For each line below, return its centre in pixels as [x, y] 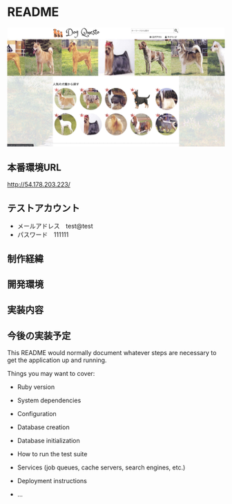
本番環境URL [35, 167]
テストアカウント [43, 208]
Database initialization [49, 441]
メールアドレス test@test [55, 226]
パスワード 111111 [43, 235]
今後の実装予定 [39, 335]
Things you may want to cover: [51, 374]
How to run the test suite [52, 454]
